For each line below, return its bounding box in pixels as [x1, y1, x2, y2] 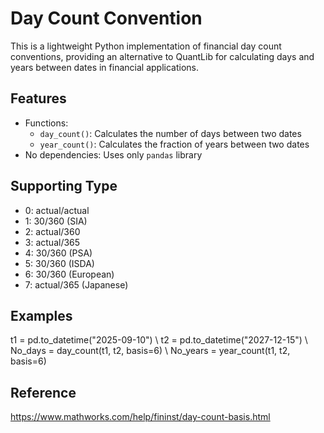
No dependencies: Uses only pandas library [24, 148, 203, 161]
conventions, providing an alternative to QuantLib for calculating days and [10, 50, 315, 62]
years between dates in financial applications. [10, 61, 199, 73]
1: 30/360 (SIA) [24, 215, 88, 227]
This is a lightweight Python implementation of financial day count [10, 40, 282, 52]
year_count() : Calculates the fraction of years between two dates [39, 138, 310, 150]
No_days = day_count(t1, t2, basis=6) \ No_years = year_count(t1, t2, [10, 345, 291, 357]
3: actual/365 [24, 236, 81, 248]
